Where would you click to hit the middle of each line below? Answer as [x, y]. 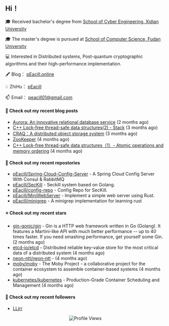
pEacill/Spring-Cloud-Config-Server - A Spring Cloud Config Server [83, 174]
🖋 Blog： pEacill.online [30, 74]
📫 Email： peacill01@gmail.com [39, 97]
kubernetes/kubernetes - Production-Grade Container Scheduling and [86, 280]
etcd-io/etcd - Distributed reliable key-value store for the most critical [85, 248]
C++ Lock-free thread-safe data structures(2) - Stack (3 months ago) [85, 127]
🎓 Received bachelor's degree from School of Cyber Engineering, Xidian [82, 21]
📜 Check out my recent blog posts [42, 111]
